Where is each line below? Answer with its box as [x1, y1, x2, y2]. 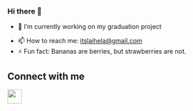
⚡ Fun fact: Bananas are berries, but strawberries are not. [17, 47, 187, 56]
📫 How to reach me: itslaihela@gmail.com [17, 37, 142, 45]
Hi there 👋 [7, 6, 43, 16]
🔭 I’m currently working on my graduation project [17, 23, 162, 31]
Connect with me [7, 70, 85, 82]
